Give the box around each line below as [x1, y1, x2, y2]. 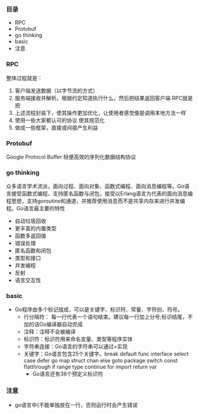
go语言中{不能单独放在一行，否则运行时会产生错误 [14, 401, 138, 408]
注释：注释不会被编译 [23, 328, 76, 335]
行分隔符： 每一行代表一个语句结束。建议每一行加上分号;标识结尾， [23, 313, 188, 320]
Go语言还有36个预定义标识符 [32, 370, 104, 377]
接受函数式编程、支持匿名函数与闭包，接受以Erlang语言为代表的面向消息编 [11, 190, 194, 197]
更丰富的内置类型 [14, 225, 57, 232]
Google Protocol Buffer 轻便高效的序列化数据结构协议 [6, 153, 136, 161]
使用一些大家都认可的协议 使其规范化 [14, 117, 105, 124]
